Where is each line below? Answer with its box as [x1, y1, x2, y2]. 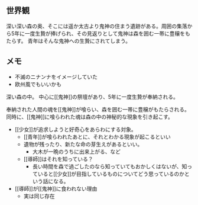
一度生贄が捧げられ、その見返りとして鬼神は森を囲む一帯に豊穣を [24, 30, 186, 37]
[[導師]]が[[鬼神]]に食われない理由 [14, 185, 98, 192]
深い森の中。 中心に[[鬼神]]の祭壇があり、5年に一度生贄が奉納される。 [6, 93, 179, 100]
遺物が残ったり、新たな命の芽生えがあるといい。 [23, 140, 143, 148]
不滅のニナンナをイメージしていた [14, 73, 98, 80]
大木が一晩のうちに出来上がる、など [32, 148, 121, 155]
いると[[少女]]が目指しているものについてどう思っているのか [37, 170, 185, 177]
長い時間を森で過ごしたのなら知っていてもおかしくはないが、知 [32, 162, 187, 170]
